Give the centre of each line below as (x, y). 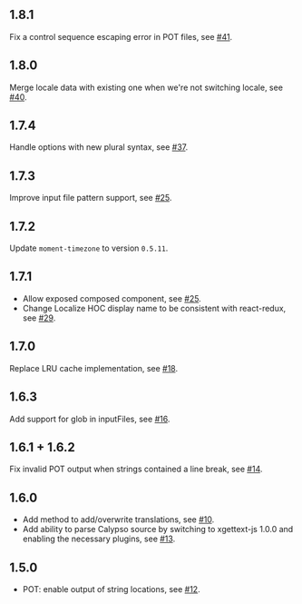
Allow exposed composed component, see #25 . (112, 298)
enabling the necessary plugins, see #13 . (99, 539)
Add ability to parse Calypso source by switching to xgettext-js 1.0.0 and (158, 530)
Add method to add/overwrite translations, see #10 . (118, 520)
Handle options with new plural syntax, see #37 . (99, 147)
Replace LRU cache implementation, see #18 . (94, 368)
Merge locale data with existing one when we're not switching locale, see (146, 87)
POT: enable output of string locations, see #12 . (112, 589)
